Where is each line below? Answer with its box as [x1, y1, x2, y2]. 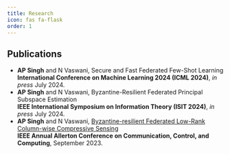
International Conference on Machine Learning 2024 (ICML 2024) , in [16, 73, 218, 82]
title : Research [7, 10, 54, 17]
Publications [7, 48, 62, 60]
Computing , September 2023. [16, 139, 103, 147]
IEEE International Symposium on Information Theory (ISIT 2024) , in [16, 103, 215, 111]
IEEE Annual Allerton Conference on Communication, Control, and [16, 131, 209, 140]
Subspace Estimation [16, 95, 78, 103]
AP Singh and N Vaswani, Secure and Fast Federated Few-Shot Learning [16, 66, 224, 75]
